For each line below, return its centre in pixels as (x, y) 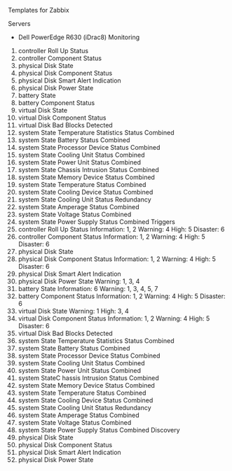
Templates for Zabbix (39, 10)
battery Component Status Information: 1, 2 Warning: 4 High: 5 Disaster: (122, 296)
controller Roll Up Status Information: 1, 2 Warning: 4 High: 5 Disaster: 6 (121, 229)
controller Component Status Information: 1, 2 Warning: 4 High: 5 (111, 237)
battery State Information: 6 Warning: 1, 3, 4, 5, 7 (88, 289)
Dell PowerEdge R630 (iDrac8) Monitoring (79, 37)
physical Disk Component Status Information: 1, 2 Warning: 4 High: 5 (117, 259)
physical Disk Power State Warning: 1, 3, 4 (79, 281)
